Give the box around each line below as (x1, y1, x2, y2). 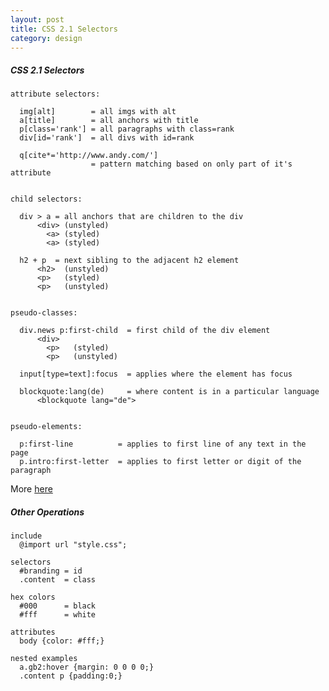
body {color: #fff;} (19, 636, 105, 646)
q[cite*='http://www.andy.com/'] (19, 151, 159, 161)
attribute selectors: (10, 89, 101, 100)
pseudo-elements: (10, 422, 83, 432)
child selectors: (10, 194, 83, 205)
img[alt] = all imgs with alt (19, 107, 177, 117)
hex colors (10, 592, 56, 603)
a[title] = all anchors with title (19, 116, 199, 126)
